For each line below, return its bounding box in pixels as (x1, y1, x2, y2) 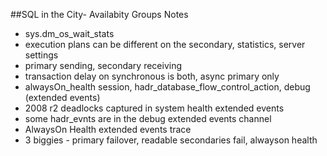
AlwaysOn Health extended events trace (24, 124, 192, 135)
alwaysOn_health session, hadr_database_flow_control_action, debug (24, 81, 311, 93)
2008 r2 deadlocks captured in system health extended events (24, 102, 285, 114)
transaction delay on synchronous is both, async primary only (24, 70, 280, 82)
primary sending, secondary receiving (24, 60, 183, 71)
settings (24, 49, 59, 61)
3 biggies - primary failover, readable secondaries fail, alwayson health (24, 134, 318, 146)
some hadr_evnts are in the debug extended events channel (24, 113, 272, 124)
